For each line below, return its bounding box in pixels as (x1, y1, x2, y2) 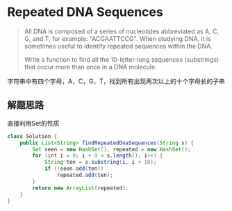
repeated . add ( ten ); (56, 171, 113, 178)
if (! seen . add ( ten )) (44, 165, 104, 172)
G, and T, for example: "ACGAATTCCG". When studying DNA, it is (24, 34, 212, 42)
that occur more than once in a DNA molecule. (24, 62, 158, 71)
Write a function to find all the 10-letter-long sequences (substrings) (24, 55, 219, 63)
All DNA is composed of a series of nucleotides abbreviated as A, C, (24, 27, 219, 35)
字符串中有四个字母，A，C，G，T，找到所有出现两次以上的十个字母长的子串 (7, 77, 226, 85)
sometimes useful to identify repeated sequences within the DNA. (24, 42, 213, 50)
